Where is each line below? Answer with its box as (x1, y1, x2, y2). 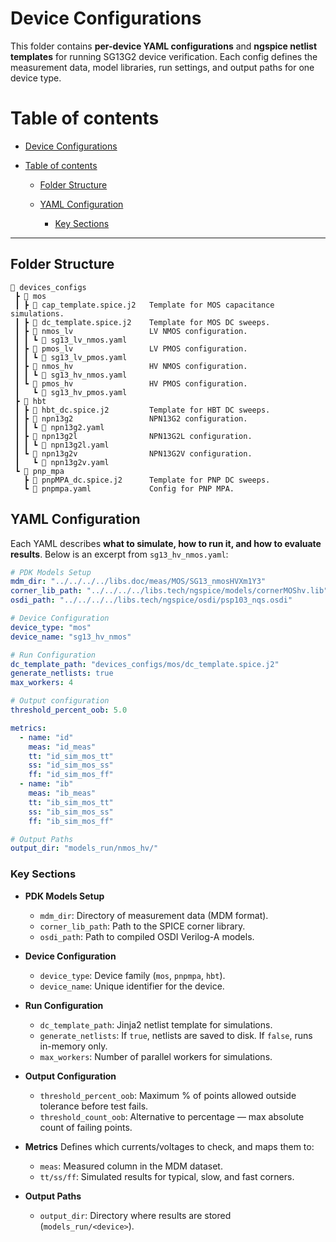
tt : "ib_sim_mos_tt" (28, 797, 114, 807)
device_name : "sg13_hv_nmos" (10, 632, 132, 642)
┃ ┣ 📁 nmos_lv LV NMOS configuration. (14, 326, 248, 336)
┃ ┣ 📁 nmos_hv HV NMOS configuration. (14, 361, 248, 371)
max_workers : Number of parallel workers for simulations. (39, 1050, 273, 1062)
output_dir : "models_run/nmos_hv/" (10, 843, 159, 854)
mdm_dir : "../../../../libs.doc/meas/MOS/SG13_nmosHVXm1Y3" (10, 577, 267, 587)
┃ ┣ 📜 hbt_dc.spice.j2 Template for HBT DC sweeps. (14, 405, 271, 415)
